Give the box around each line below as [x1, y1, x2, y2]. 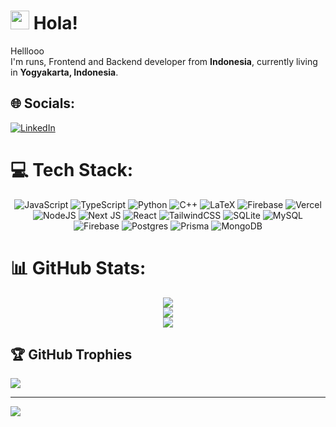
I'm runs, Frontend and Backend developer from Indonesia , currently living [10, 55, 318, 67]
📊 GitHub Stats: [10, 256, 147, 279]
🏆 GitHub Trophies [10, 346, 133, 364]
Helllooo [10, 45, 45, 57]
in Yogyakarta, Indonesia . [10, 66, 119, 78]
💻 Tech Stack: [10, 158, 134, 181]
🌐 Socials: [10, 95, 76, 112]
